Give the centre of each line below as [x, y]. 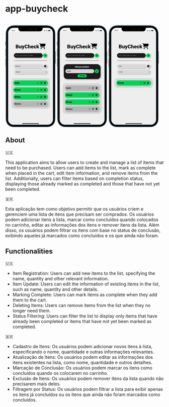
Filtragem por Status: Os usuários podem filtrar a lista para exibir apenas [88, 389]
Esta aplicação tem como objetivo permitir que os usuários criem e [74, 209]
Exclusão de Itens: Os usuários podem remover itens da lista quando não [88, 379]
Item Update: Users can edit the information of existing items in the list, [86, 284]
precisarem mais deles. [37, 384]
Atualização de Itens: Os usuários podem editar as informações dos [83, 357]
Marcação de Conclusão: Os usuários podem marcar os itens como [82, 368]
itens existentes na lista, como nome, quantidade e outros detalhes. [82, 363]
